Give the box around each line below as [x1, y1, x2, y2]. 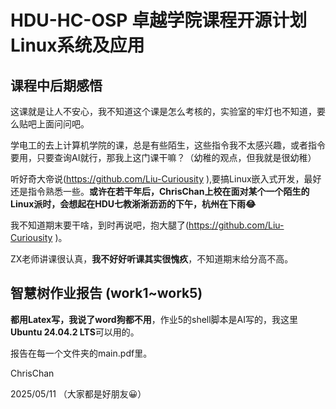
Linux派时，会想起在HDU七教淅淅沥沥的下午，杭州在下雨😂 [10, 198, 257, 210]
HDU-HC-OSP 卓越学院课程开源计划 [10, 9, 308, 32]
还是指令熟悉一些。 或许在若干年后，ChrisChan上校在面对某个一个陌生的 [10, 186, 310, 197]
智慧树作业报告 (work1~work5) [10, 285, 203, 302]
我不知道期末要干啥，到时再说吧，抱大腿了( [10, 219, 190, 231]
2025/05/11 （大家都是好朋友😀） [10, 387, 147, 400]
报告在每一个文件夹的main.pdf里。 [10, 347, 153, 359]
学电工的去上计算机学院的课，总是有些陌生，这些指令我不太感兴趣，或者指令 [10, 139, 326, 151]
